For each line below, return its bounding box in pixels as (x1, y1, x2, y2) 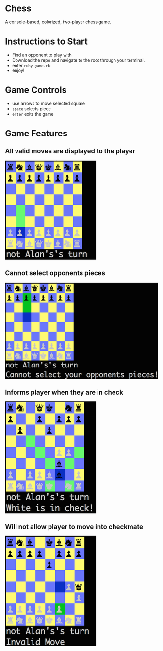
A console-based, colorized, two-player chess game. (5, 19, 112, 25)
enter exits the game (12, 111, 54, 117)
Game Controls (5, 84, 67, 96)
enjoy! (12, 67, 25, 73)
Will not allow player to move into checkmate (5, 522, 144, 531)
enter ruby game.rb (12, 62, 50, 68)
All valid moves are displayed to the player (5, 147, 136, 155)
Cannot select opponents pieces (5, 269, 106, 277)
